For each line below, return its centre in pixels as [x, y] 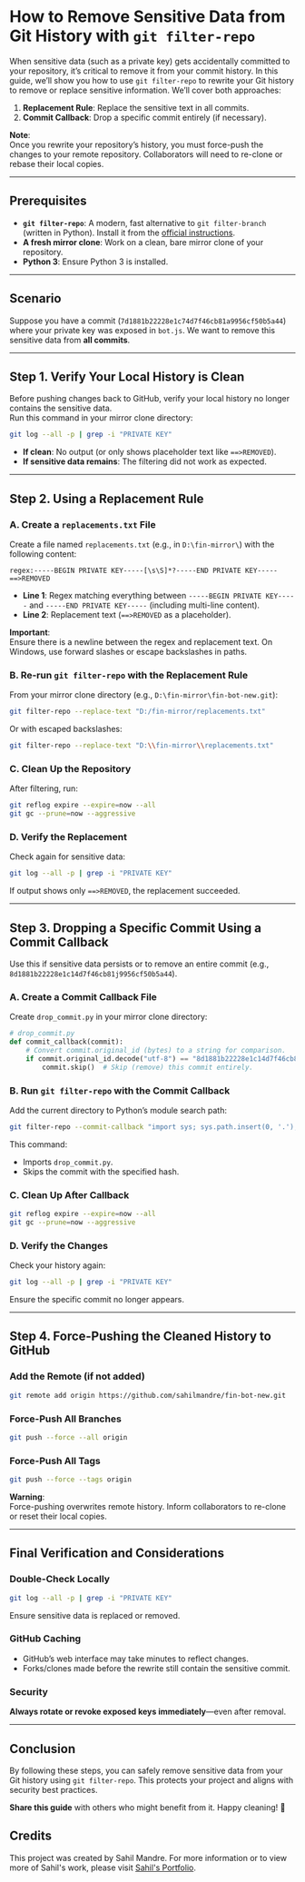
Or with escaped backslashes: [66, 729]
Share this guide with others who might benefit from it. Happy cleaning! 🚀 [148, 1807]
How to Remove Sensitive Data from [148, 17]
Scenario [35, 298]
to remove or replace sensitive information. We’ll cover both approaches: [145, 90]
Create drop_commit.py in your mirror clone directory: [108, 1017]
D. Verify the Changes [59, 1245]
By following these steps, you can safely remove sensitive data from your [146, 1770]
